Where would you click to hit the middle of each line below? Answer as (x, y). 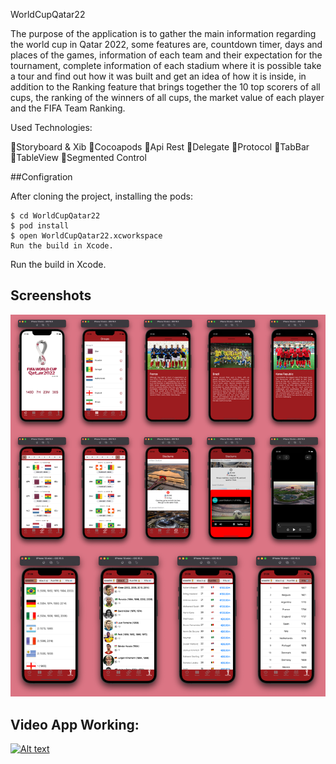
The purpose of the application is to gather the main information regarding (163, 33)
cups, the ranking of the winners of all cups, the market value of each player (167, 97)
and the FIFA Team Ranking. (68, 108)
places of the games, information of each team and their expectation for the (166, 55)
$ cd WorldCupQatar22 (55, 216)
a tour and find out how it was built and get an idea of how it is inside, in (158, 76)
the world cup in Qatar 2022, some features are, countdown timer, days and (166, 44)
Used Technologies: (51, 127)
